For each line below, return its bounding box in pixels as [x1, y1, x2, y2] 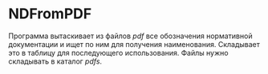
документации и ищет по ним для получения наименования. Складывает [8, 39, 261, 49]
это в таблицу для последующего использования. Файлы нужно [8, 48, 229, 57]
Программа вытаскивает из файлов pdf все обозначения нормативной [8, 31, 253, 41]
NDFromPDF [8, 5, 92, 23]
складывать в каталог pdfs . [8, 56, 103, 66]
